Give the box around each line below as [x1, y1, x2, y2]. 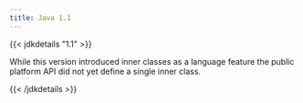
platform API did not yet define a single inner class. [9, 66, 202, 77]
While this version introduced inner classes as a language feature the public [9, 56, 295, 67]
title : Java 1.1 [9, 13, 71, 23]
